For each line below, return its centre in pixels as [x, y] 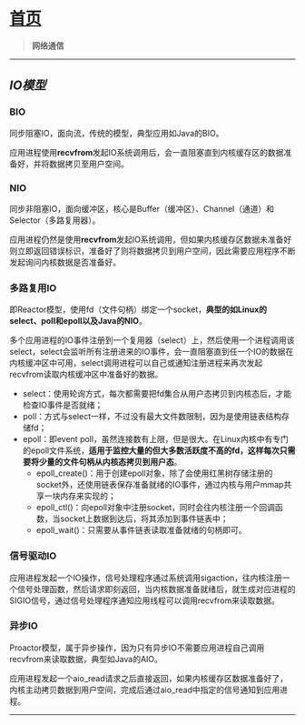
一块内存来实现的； [80, 496]
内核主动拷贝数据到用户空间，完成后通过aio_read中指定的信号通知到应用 [145, 690]
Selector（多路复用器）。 [55, 220]
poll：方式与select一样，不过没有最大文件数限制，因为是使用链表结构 [152, 417]
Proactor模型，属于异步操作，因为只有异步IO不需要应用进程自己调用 [137, 648]
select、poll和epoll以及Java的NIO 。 [78, 321]
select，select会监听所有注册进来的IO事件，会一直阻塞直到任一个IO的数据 [148, 352]
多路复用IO [33, 287]
